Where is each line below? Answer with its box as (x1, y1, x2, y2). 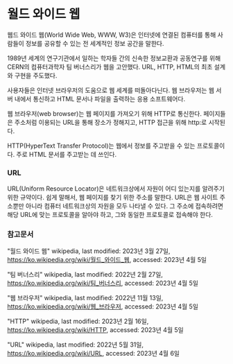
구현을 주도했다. (14, 71, 58, 80)
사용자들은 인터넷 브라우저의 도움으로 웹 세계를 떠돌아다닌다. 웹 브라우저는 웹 (7, 86, 215, 94)
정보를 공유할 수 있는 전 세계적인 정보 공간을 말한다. (25, 39, 164, 47)
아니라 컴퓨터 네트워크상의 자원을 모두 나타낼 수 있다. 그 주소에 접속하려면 (25, 202, 224, 210)
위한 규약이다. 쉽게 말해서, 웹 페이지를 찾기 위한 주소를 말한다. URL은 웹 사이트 (7, 193, 218, 202)
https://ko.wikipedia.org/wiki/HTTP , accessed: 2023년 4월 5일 (7, 325, 184, 333)
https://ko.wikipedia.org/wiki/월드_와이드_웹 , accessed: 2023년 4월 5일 (7, 255, 207, 263)
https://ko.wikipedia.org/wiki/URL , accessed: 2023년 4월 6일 (7, 349, 180, 357)
